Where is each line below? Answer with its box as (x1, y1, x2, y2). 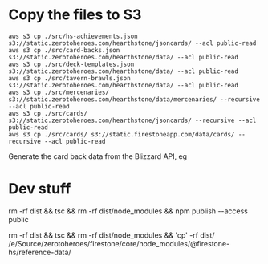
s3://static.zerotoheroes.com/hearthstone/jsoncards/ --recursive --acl (8, 116, 257, 124)
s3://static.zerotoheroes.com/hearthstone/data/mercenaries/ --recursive (8, 95, 261, 104)
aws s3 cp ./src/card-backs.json (8, 46, 120, 54)
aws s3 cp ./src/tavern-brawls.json (8, 74, 131, 82)
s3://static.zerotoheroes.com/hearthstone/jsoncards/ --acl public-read (8, 39, 257, 47)
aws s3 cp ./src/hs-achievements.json (8, 32, 138, 40)
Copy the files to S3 (8, 6, 142, 24)
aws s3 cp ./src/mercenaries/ (8, 88, 110, 96)
